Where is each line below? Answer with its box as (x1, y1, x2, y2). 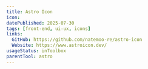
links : (6, 31, 23, 37)
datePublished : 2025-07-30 (6, 20, 75, 26)
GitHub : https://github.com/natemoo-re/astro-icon (12, 37, 143, 43)
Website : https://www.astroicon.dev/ (12, 43, 107, 49)
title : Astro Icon (6, 8, 53, 15)
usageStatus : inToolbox (6, 48, 67, 54)
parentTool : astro (6, 53, 53, 59)
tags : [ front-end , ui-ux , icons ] (6, 25, 91, 32)
